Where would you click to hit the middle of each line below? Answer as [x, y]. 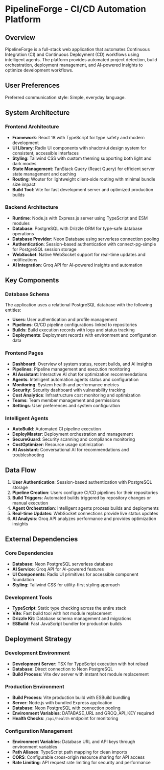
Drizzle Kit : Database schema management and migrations [72, 618]
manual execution [30, 503]
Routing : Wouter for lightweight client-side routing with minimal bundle [84, 179]
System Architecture [37, 113]
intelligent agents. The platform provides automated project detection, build [81, 60]
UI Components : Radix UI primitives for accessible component [75, 574]
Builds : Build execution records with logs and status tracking [73, 330]
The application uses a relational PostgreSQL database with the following [79, 305]
